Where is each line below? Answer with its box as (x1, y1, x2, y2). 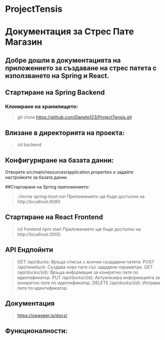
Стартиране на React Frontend (5, 213, 103, 222)
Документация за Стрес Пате (5, 26, 134, 38)
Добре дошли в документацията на (5, 56, 121, 65)
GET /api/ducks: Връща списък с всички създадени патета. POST (17, 259, 155, 264)
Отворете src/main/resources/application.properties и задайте (5, 169, 134, 175)
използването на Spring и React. (5, 72, 109, 80)
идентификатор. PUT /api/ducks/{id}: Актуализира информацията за (17, 274, 160, 280)
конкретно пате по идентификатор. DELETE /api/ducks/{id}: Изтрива (17, 280, 160, 286)
